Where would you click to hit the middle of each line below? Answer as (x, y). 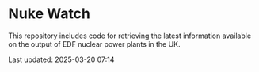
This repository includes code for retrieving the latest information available (130, 36)
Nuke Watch (50, 14)
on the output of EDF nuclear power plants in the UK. (94, 44)
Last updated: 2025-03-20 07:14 (61, 59)
